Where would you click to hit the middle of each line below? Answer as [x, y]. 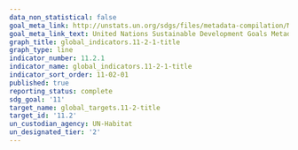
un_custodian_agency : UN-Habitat [71, 124]
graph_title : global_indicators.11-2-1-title [94, 42]
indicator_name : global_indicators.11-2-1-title [101, 67]
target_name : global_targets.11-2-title [85, 108]
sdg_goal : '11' [37, 99]
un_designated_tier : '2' [55, 132]
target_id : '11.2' [43, 116]
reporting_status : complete [61, 91]
